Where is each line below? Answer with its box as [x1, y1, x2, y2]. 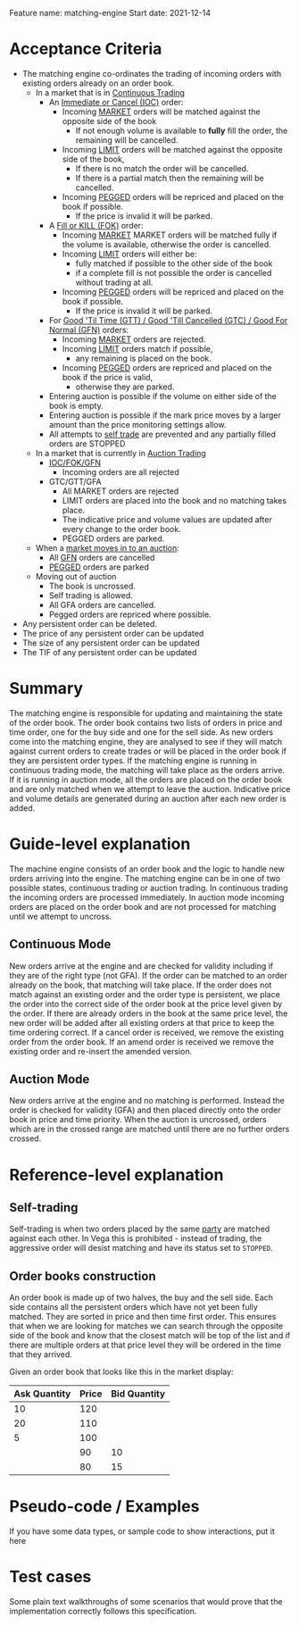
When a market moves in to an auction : [35, 542, 180, 553]
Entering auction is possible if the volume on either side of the [48, 390, 277, 401]
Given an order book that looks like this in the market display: [9, 1366, 234, 1378]
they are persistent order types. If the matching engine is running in [9, 754, 257, 766]
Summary [9, 679, 83, 699]
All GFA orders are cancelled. [48, 599, 156, 610]
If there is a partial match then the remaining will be [75, 172, 265, 183]
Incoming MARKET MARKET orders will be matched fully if [62, 229, 278, 240]
